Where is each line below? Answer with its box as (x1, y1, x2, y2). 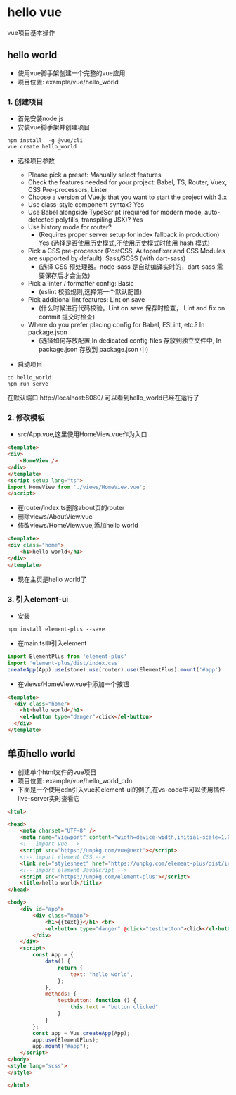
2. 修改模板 (7, 412, 45, 422)
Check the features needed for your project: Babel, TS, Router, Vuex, (27, 178, 227, 186)
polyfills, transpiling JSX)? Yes (55, 215, 143, 224)
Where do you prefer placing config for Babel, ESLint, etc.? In (27, 321, 205, 329)
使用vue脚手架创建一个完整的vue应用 (17, 68, 126, 77)
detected (27, 215, 55, 224)
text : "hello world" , (70, 970, 133, 978)
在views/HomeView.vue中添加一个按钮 (17, 680, 130, 688)
